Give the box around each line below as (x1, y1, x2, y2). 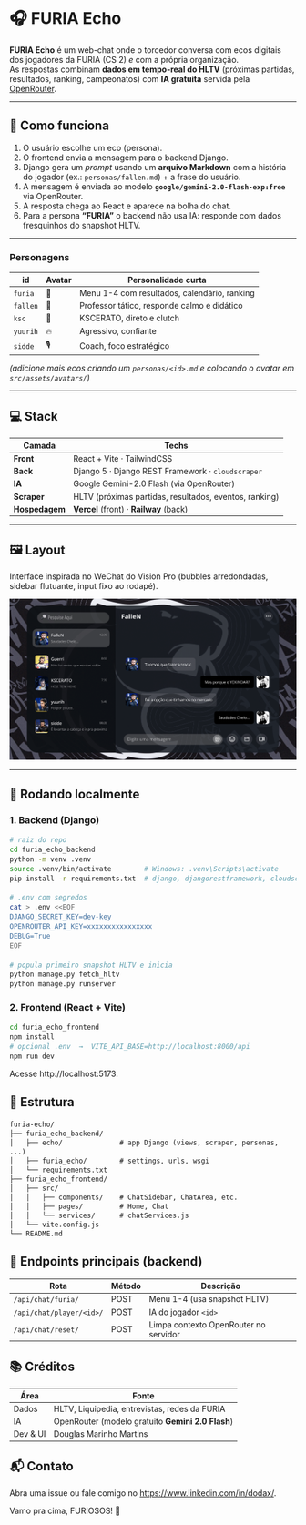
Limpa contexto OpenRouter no (148, 1318, 266, 1330)
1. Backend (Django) (9, 813, 100, 826)
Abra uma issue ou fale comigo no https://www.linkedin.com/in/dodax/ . (9, 1487, 277, 1499)
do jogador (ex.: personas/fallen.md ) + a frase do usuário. (22, 171, 241, 182)
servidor (148, 1328, 180, 1339)
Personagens (9, 250, 70, 263)
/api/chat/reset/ (13, 1326, 79, 1335)
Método (110, 1281, 141, 1292)
